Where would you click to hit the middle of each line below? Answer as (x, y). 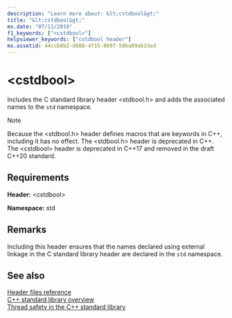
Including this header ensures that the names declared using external (106, 246)
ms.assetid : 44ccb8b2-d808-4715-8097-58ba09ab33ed (82, 46)
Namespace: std (31, 208)
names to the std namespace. (50, 107)
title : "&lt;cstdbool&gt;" (46, 20)
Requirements (38, 178)
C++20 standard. (32, 156)
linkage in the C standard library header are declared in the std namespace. (115, 253)
